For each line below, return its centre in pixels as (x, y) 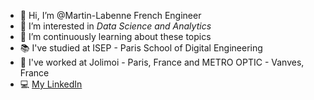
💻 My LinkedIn (51, 84)
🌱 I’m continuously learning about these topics (115, 36)
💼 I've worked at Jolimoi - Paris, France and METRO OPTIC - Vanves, (162, 62)
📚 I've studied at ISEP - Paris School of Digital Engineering (141, 48)
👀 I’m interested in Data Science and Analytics (115, 26)
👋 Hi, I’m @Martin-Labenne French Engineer (110, 15)
